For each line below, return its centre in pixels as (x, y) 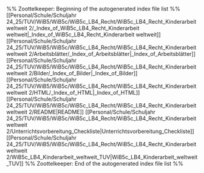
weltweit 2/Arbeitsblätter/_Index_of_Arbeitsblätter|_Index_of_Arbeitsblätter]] (101, 54)
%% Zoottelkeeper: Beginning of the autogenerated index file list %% (93, 9)
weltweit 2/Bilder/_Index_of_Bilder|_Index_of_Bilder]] (72, 73)
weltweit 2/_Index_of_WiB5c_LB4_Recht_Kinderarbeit (73, 28)
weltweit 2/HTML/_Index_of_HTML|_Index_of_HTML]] (73, 93)
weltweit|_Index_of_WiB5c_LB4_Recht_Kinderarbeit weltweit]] (83, 35)
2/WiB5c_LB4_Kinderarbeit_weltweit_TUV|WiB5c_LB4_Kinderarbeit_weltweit (102, 157)
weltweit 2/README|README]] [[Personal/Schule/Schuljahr (81, 112)
